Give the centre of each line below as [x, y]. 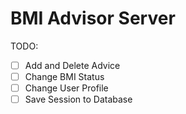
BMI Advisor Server [93, 18]
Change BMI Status [64, 76]
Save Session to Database [78, 99]
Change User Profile [66, 88]
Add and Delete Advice [72, 65]
